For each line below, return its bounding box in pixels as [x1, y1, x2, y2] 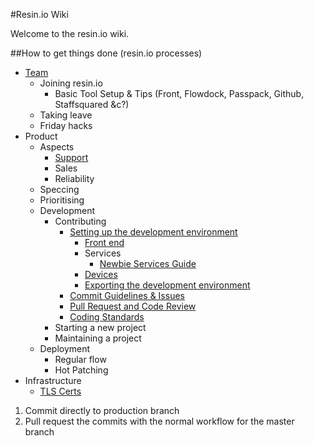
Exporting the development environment [84, 279, 251, 291]
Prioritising [39, 194, 85, 206]
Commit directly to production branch [24, 405, 180, 416]
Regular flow [54, 354, 107, 365]
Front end [84, 237, 125, 248]
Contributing [54, 215, 107, 227]
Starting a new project [54, 322, 147, 333]
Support [54, 152, 89, 163]
